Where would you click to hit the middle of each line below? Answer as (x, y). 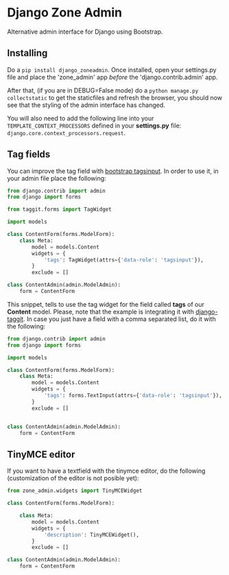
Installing (27, 53)
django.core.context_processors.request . (67, 132)
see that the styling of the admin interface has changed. (86, 105)
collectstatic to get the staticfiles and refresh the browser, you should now (115, 97)
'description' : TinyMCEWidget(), (91, 535)
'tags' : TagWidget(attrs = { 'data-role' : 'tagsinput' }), (124, 260)
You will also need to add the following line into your (81, 118)
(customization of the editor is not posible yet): (73, 478)
